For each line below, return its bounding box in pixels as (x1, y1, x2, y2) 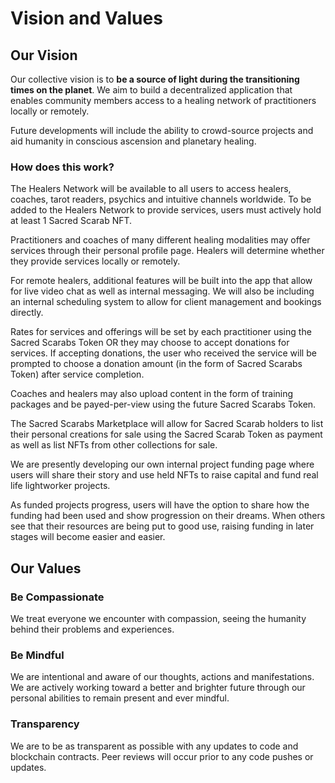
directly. (10, 307, 44, 319)
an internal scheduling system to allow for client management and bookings (10, 296, 322, 308)
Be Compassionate (10, 590, 105, 604)
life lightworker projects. (10, 480, 111, 492)
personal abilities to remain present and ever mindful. (10, 692, 230, 704)
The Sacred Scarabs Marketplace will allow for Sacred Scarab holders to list (10, 418, 324, 430)
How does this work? (10, 160, 115, 174)
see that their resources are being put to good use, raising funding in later (10, 520, 315, 532)
